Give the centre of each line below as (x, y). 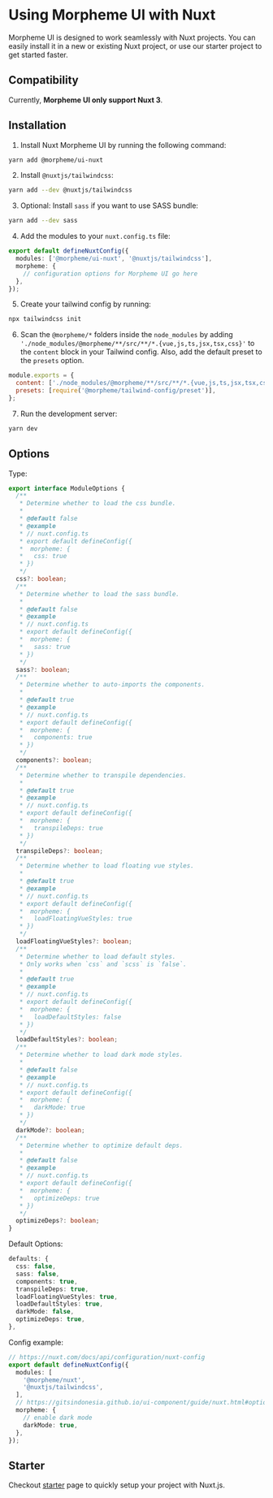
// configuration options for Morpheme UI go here (110, 274)
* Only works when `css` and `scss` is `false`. (103, 964)
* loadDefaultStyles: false (70, 1017)
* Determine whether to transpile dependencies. (103, 775)
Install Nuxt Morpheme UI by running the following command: (123, 145)
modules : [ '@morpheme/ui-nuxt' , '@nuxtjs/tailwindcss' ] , (114, 259)
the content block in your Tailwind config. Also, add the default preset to (141, 352)
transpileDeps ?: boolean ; (60, 851)
